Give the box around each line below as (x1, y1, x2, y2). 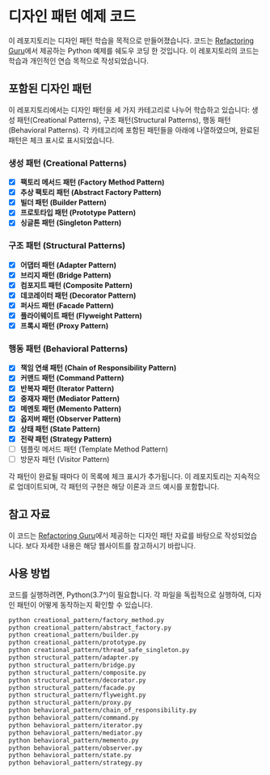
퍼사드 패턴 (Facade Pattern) (19, 300, 115, 310)
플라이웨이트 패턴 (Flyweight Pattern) (19, 311, 143, 320)
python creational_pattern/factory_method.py (8, 616, 164, 624)
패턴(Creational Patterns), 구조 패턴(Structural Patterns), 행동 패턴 (16, 115, 231, 125)
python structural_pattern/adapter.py (8, 654, 139, 662)
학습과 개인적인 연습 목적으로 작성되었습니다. (8, 56, 150, 66)
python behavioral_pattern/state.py (8, 752, 132, 760)
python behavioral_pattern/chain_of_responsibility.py (8, 706, 197, 714)
